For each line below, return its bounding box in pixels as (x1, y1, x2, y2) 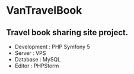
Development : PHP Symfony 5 (14, 43, 90, 50)
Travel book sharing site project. (6, 27, 129, 38)
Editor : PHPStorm (14, 62, 59, 69)
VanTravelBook (6, 4, 82, 17)
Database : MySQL (14, 56, 61, 63)
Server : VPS (14, 50, 46, 57)
